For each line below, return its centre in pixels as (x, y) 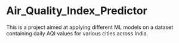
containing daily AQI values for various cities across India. (77, 33)
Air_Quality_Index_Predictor (77, 11)
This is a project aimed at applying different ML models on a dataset (90, 27)
